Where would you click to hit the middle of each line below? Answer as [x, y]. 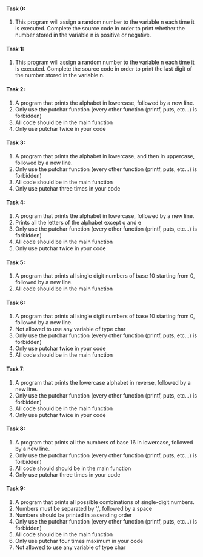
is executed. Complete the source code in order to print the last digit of [104, 69]
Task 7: [16, 369]
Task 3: [16, 142]
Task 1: [15, 49]
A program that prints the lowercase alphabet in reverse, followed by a [103, 382]
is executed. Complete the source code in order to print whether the [100, 29]
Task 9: [16, 489]
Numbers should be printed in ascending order [73, 515]
